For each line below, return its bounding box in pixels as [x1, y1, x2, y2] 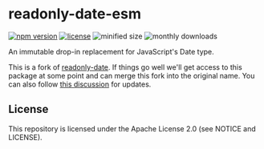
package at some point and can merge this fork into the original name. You [8, 70, 255, 80]
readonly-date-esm [8, 5, 142, 23]
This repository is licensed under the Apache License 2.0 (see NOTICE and [8, 123, 257, 133]
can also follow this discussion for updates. [8, 79, 152, 89]
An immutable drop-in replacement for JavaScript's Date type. [8, 46, 214, 56]
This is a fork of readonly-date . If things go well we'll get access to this [8, 62, 242, 72]
